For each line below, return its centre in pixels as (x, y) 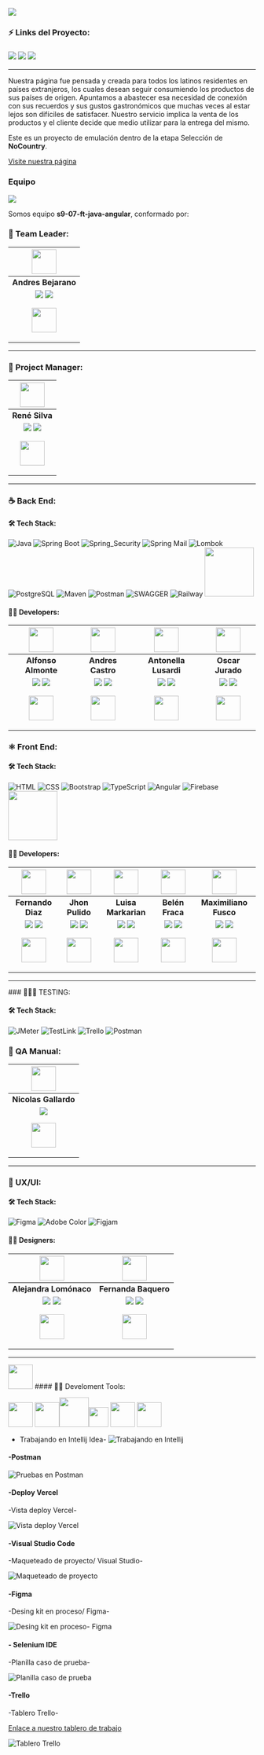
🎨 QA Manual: (35, 1051)
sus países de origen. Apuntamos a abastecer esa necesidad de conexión (128, 97)
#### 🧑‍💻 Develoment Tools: (80, 1386)
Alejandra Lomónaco (52, 1288)
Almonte (41, 670)
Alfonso (41, 661)
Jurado (228, 670)
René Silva (32, 416)
